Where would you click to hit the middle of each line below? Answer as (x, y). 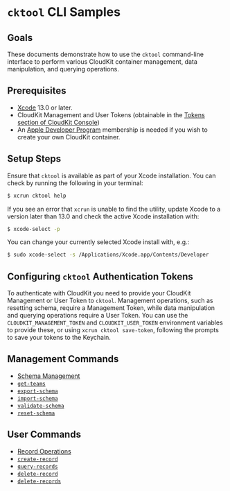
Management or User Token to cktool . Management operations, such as (110, 301)
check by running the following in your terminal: (75, 183)
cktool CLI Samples (64, 12)
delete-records (39, 481)
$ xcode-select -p (34, 229)
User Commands (44, 434)
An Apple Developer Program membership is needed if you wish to (112, 130)
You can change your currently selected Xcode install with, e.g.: (98, 242)
